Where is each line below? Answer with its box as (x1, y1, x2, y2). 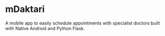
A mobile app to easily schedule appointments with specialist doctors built (5, 20, 160, 26)
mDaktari (5, 3, 45, 15)
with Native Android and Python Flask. (5, 25, 85, 31)
